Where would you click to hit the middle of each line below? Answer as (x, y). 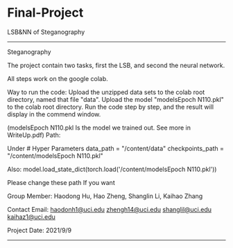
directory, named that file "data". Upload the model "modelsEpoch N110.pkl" (115, 99)
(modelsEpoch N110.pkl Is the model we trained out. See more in (99, 127)
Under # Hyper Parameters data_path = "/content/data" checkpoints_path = (115, 148)
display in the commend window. (54, 114)
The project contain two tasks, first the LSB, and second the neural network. (116, 65)
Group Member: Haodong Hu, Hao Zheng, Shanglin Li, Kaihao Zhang (105, 196)
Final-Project (45, 13)
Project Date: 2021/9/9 (40, 230)
